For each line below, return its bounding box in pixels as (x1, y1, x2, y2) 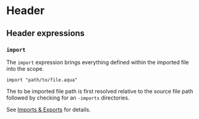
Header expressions (6, 28, 85, 38)
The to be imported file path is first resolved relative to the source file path (6, 87, 194, 95)
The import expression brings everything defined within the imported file (6, 59, 189, 66)
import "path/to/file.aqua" (6, 77, 78, 83)
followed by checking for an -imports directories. (6, 94, 130, 101)
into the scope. (6, 65, 44, 72)
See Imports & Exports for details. (6, 106, 91, 113)
